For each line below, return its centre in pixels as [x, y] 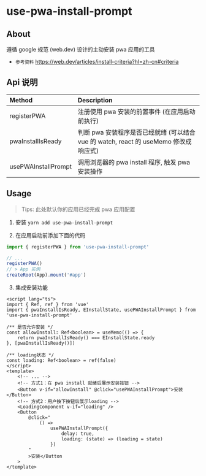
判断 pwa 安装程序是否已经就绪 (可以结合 [136, 132]
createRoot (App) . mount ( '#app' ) [46, 275]
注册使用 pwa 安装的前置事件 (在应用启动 [136, 112]
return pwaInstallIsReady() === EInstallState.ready [86, 338]
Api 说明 [22, 83]
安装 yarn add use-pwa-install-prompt [64, 222]
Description [95, 100]
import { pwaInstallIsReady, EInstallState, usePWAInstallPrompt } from [101, 310]
